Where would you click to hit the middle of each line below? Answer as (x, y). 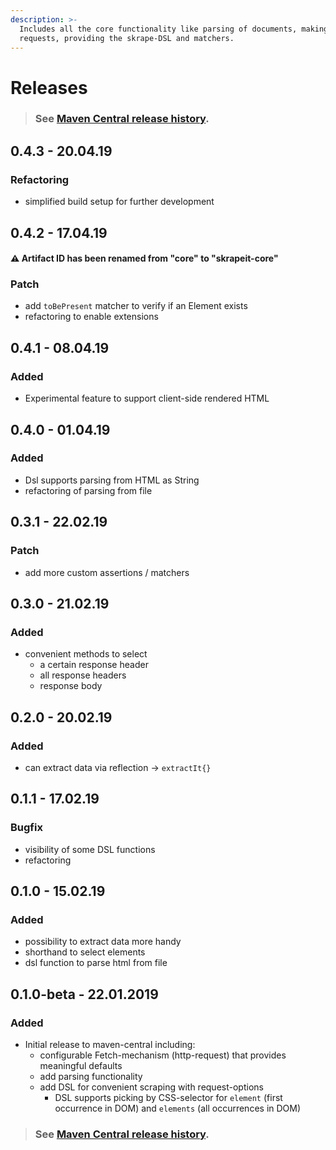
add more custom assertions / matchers (107, 572)
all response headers (83, 675)
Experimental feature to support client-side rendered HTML (147, 398)
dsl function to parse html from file (96, 963)
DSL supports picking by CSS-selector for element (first (168, 1097)
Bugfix (26, 828)
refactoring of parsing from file (88, 490)
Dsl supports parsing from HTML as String (112, 480)
